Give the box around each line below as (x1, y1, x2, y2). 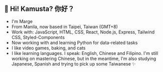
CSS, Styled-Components (11, 34, 65, 40)
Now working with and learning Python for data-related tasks (11, 39, 138, 45)
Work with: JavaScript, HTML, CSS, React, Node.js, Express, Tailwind (11, 29, 155, 35)
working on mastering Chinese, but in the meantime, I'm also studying (11, 55, 156, 61)
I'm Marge (11, 18, 33, 24)
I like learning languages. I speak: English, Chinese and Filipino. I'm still (11, 50, 158, 56)
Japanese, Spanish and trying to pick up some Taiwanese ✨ (11, 60, 136, 66)
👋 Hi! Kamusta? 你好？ (4, 4, 75, 13)
